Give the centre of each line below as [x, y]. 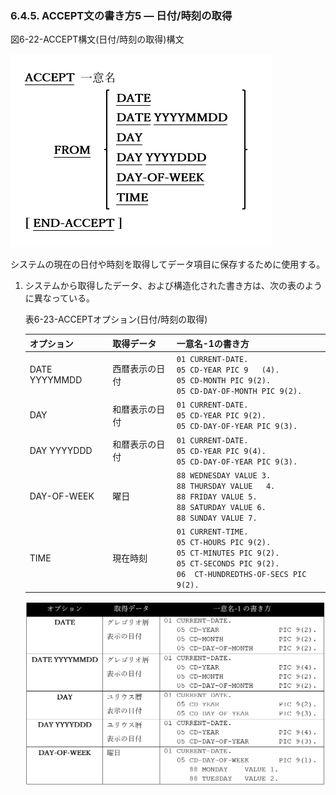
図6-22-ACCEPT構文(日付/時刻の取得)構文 [97, 39]
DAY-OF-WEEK [62, 496]
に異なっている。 [60, 298]
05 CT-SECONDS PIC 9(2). [228, 564]
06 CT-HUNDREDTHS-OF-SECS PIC [241, 575]
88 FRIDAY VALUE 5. [217, 497]
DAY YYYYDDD [61, 450]
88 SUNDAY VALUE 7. [217, 518]
